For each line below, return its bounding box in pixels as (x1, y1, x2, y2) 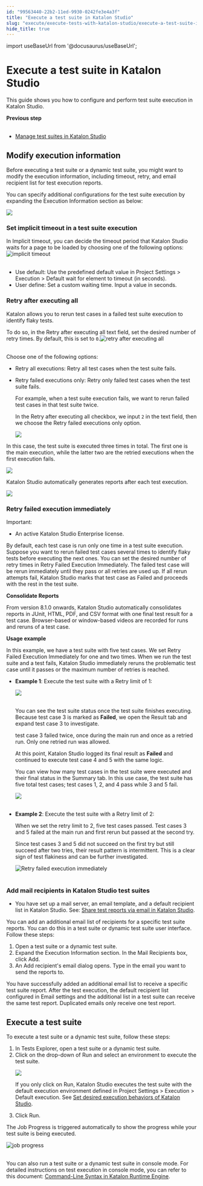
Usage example (6, 635, 47, 642)
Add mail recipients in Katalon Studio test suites (6, 886, 150, 894)
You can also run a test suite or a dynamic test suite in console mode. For (6, 1160, 188, 1167)
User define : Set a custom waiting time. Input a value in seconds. (14, 281, 177, 289)
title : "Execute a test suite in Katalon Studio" (6, 15, 134, 21)
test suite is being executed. (6, 1130, 77, 1137)
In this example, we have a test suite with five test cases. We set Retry (6, 646, 181, 654)
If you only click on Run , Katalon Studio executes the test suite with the (14, 1081, 192, 1088)
